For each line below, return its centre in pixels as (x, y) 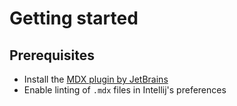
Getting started (74, 18)
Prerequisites (52, 55)
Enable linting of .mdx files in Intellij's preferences (125, 90)
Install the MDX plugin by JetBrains (96, 79)
